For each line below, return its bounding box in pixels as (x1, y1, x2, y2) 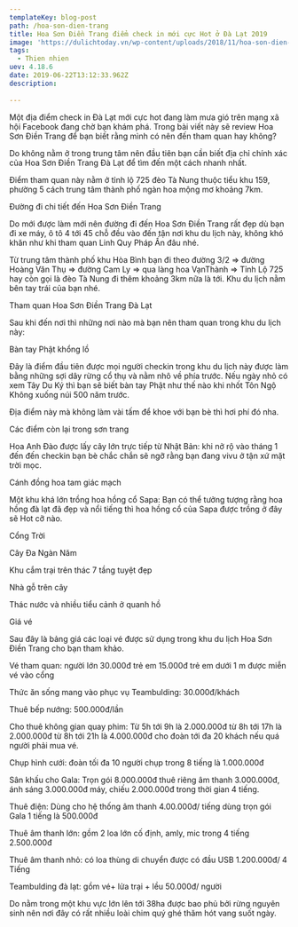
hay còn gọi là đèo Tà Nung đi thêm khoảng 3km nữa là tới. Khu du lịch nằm (9, 273, 286, 284)
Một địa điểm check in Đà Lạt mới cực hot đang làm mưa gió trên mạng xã (9, 112, 279, 123)
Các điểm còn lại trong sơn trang (9, 424, 129, 434)
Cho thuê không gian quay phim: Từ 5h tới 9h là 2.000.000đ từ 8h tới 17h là (9, 721, 282, 732)
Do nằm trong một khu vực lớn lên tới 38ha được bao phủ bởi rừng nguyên (9, 898, 280, 908)
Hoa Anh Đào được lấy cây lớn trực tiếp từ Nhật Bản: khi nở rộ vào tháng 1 (9, 440, 278, 451)
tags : (9, 46, 29, 55)
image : (9, 37, 34, 47)
